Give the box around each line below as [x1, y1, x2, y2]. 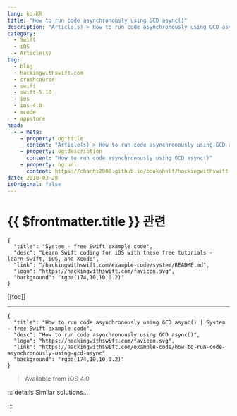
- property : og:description [20, 148, 102, 155]
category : [7, 30, 37, 37]
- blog [13, 63, 33, 70]
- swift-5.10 [13, 89, 52, 96]
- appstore [13, 115, 46, 122]
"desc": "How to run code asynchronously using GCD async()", [13, 331, 200, 338]
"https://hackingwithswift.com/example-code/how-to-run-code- [38, 343, 226, 351]
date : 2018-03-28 [7, 174, 59, 181]
